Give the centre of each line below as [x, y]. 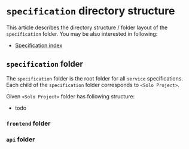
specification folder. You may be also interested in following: [82, 33]
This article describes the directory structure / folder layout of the [87, 27]
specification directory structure [91, 11]
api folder [21, 139]
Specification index [39, 45]
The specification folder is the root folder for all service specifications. [95, 78]
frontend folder [28, 123]
